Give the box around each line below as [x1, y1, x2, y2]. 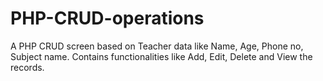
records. [10, 61, 45, 73]
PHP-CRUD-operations [10, 7, 205, 30]
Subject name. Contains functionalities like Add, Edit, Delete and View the [10, 50, 313, 62]
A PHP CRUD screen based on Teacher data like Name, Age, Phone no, [10, 40, 304, 52]
